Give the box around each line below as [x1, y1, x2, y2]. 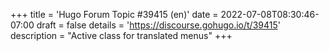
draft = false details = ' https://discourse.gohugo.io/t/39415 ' [36, 19, 281, 31]
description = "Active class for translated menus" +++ [10, 30, 233, 41]
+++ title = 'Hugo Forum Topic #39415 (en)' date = [10, 9, 219, 20]
